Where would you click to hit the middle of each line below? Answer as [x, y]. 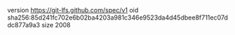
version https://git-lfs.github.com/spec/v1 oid [73, 10]
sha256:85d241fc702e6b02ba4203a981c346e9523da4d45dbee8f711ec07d [117, 17]
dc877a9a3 [24, 25]
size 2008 [56, 25]
